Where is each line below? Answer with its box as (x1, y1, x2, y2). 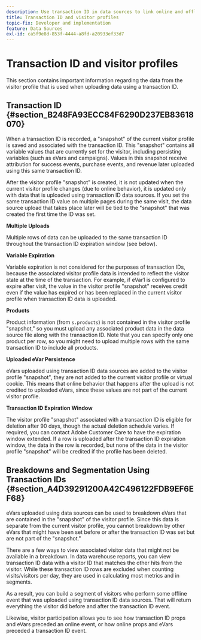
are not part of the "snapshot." (6, 534, 81, 542)
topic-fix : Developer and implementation (6, 20, 111, 26)
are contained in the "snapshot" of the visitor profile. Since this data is (6, 515, 179, 522)
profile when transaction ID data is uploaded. (6, 295, 117, 302)
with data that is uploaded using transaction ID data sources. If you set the (6, 191, 190, 199)
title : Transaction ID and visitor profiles (6, 14, 119, 20)
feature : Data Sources (6, 25, 63, 32)
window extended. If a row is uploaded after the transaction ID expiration (6, 435, 186, 442)
